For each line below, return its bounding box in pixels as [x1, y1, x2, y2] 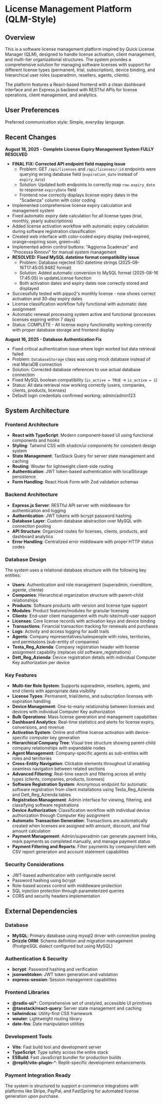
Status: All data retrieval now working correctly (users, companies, [12, 382, 146, 388]
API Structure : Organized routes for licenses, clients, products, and [12, 528, 147, 534]
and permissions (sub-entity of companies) [12, 639, 99, 645]
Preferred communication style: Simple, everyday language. [5, 119, 125, 125]
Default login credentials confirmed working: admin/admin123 [12, 392, 136, 398]
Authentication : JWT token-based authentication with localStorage [12, 469, 148, 475]
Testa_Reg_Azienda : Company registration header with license [12, 644, 140, 650]
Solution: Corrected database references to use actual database [12, 366, 141, 372]
